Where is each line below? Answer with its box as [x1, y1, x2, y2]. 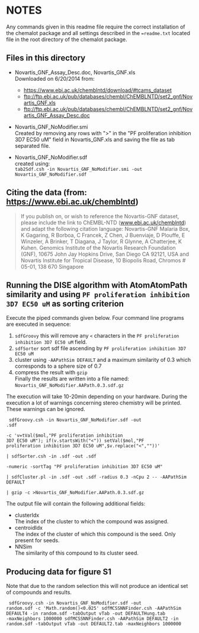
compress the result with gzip [14, 369, 88, 376]
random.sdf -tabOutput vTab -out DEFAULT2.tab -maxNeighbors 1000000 [6, 621, 182, 627]
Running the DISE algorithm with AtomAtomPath [6, 280, 188, 290]
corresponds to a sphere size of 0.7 [14, 362, 102, 370]
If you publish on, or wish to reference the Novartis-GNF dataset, [20, 212, 179, 220]
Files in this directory [6, 53, 86, 63]
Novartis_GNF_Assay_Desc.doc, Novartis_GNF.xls [14, 69, 136, 76]
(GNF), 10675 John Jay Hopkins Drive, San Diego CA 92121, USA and [20, 250, 190, 257]
